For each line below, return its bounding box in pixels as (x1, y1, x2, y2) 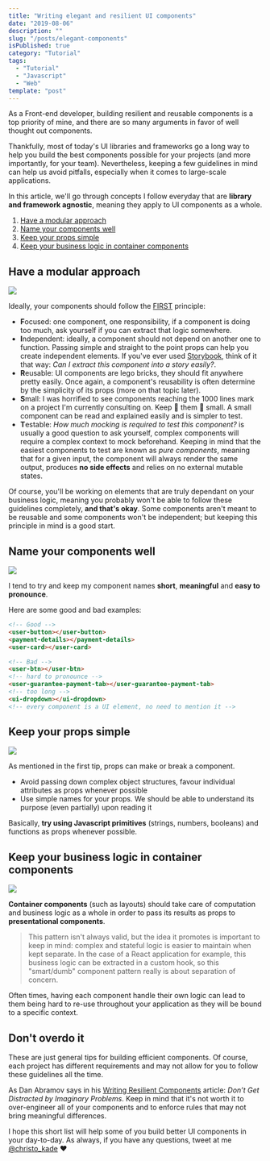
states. (19, 471, 43, 481)
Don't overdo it (8, 1031, 85, 1045)
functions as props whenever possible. (8, 827, 138, 837)
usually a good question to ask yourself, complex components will (19, 428, 239, 438)
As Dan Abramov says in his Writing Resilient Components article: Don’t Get (8, 1085, 260, 1095)
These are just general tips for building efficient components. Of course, (8, 1053, 248, 1063)
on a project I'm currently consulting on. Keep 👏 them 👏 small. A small (19, 402, 252, 412)
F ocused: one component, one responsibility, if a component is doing (19, 317, 251, 327)
